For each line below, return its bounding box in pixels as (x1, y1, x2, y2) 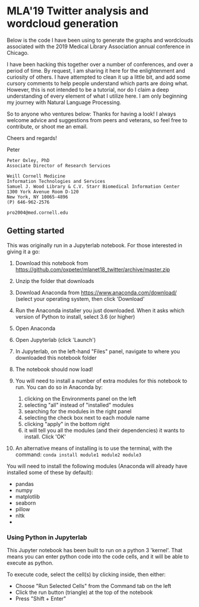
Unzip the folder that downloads (15, 277, 94, 284)
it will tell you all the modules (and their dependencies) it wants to (24, 427, 185, 434)
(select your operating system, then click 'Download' (15, 295, 145, 302)
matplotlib (15, 493, 40, 500)
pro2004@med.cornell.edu (7, 210, 68, 216)
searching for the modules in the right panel (24, 407, 132, 415)
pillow (15, 505, 30, 513)
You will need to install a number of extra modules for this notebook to (15, 377, 188, 384)
